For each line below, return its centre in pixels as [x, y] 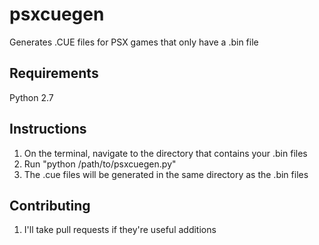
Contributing [50, 205]
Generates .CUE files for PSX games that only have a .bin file [134, 42]
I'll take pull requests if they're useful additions [120, 230]
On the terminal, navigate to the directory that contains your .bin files [165, 153]
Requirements [54, 73]
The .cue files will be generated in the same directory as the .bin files [166, 174]
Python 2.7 [31, 97]
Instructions [48, 129]
